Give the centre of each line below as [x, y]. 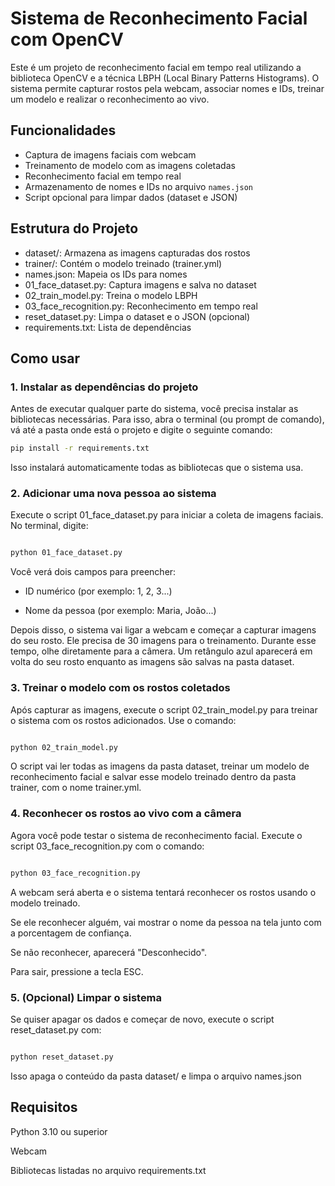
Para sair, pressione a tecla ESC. [77, 971]
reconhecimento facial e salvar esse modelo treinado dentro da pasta [153, 777]
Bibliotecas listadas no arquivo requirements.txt [108, 1170]
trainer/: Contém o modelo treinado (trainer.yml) [123, 263]
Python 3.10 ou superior [59, 1131]
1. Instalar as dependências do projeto [104, 387]
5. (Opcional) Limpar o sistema [86, 997]
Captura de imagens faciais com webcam [110, 154]
